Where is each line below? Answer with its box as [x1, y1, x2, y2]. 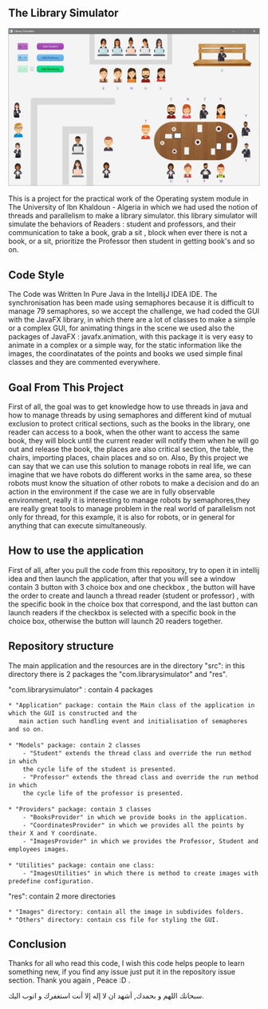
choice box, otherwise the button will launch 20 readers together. [8, 616, 223, 626]
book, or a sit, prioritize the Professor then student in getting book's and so [8, 236, 255, 246]
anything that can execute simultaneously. [8, 520, 148, 531]
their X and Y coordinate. [8, 829, 98, 837]
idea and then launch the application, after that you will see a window [8, 574, 236, 583]
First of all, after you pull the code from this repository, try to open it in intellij [8, 565, 260, 575]
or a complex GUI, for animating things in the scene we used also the [8, 323, 235, 333]
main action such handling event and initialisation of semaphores [18, 717, 248, 725]
